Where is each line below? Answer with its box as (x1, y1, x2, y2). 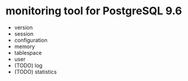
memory (14, 43, 35, 50)
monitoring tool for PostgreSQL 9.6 (5, 4, 183, 18)
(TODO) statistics (14, 68, 57, 75)
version (14, 24, 33, 31)
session (14, 30, 34, 37)
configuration (14, 36, 48, 43)
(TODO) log (14, 61, 43, 69)
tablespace (14, 49, 42, 56)
